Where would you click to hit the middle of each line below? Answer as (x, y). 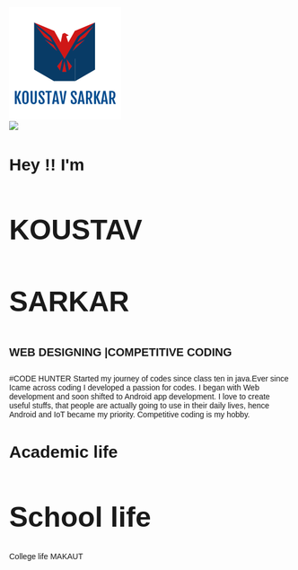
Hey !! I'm (47, 165)
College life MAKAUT (46, 557)
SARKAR (69, 302)
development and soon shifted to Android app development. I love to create (140, 396)
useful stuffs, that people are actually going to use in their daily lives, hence (140, 405)
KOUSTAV (76, 230)
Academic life (64, 452)
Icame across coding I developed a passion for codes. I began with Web (134, 387)
